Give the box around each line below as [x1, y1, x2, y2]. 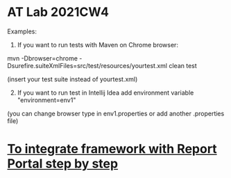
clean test [169, 61, 198, 70]
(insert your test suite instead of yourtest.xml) [7, 74, 138, 83]
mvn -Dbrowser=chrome [7, 54, 78, 63]
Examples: [7, 27, 37, 35]
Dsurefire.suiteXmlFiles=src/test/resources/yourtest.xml [7, 61, 168, 70]
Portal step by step [7, 156, 119, 172]
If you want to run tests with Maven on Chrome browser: [17, 40, 179, 49]
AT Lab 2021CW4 [7, 4, 110, 20]
